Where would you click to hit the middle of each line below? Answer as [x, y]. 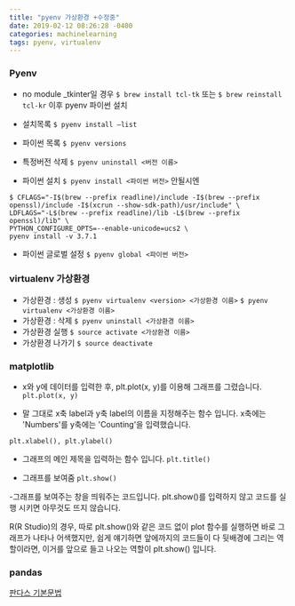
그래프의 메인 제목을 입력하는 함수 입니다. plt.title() [116, 459]
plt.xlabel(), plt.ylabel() [61, 442]
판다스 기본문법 [36, 593]
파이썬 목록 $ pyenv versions [74, 142]
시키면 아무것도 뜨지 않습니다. [70, 508]
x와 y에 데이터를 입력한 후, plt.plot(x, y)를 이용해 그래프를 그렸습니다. [142, 387]
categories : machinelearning [63, 34]
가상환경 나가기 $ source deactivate [87, 342]
